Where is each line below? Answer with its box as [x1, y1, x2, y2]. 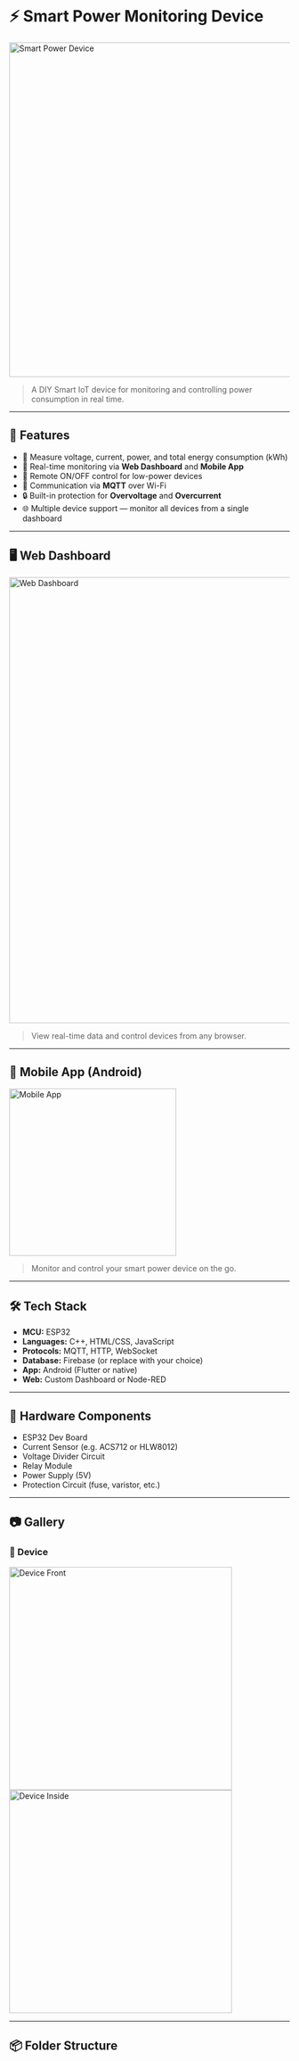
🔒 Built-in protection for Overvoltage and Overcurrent [21, 490, 222, 501]
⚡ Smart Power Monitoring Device [9, 6, 264, 27]
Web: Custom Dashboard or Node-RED [21, 1374, 166, 1385]
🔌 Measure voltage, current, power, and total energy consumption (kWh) [21, 451, 288, 462]
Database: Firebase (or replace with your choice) [21, 1355, 204, 1366]
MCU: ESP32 [21, 1327, 71, 1337]
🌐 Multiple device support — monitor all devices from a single [21, 502, 249, 513]
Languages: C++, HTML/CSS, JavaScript [21, 1337, 175, 1347]
